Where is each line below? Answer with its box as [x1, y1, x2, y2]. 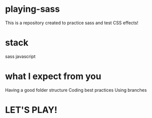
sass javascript [5, 53, 36, 59]
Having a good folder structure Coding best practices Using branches [5, 87, 147, 93]
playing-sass [5, 3, 60, 15]
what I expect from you [5, 71, 102, 82]
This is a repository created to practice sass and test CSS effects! [5, 20, 139, 26]
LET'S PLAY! [5, 105, 58, 116]
